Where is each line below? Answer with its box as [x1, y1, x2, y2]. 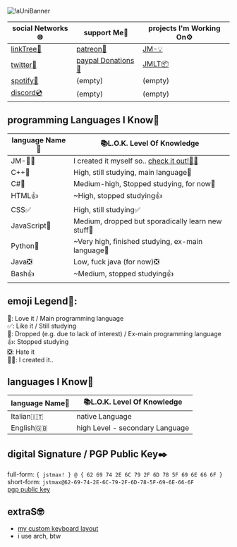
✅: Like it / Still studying [7, 321, 77, 330]
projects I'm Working [147, 23, 221, 33]
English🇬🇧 [11, 423, 48, 433]
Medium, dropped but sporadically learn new [73, 216, 222, 226]
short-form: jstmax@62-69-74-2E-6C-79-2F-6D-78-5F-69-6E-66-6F [7, 478, 194, 486]
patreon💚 [76, 44, 107, 54]
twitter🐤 [11, 60, 37, 70]
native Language [76, 412, 132, 422]
